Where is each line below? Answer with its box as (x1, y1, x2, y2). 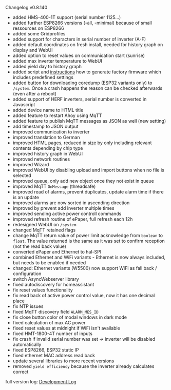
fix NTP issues (12, 303, 44, 309)
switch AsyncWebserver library (12, 276, 79, 282)
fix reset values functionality (12, 287, 73, 293)
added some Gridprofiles (12, 31, 66, 36)
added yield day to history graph (12, 64, 82, 69)
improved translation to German (12, 134, 80, 140)
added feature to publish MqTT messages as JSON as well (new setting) (12, 118, 166, 124)
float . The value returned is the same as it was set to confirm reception (12, 238, 165, 244)
